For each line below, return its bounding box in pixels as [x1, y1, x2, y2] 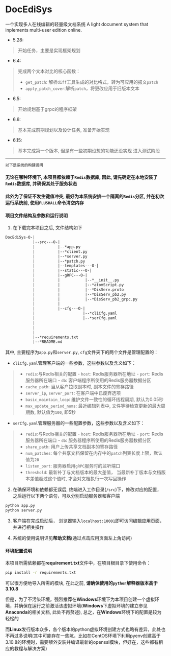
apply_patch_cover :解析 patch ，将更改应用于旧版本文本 [25, 85, 140, 91]
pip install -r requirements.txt [5, 570, 76, 575]
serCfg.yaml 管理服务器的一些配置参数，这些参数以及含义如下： [12, 420, 145, 426]
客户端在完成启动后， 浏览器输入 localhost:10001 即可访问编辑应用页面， [12, 518, 164, 524]
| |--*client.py [32, 249, 88, 254]
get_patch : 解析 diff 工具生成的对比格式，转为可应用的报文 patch [25, 79, 159, 85]
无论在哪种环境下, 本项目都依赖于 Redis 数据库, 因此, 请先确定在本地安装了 [5, 174, 158, 180]
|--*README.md [32, 339, 63, 344]
